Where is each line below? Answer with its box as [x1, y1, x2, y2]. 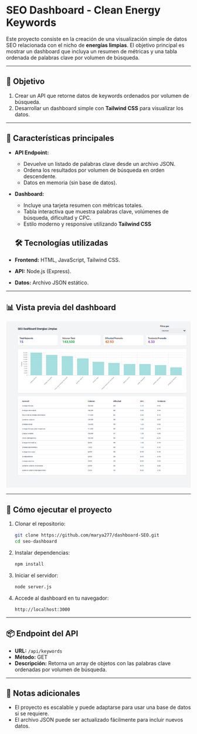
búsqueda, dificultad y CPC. [23, 214, 91, 221]
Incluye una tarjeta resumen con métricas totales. [23, 202, 143, 209]
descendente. [23, 172, 57, 179]
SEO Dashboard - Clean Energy [6, 4, 161, 17]
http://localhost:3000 [14, 606, 70, 613]
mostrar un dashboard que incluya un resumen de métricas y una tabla [6, 47, 178, 55]
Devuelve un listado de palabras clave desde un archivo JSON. [23, 160, 176, 167]
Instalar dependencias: [14, 549, 70, 556]
